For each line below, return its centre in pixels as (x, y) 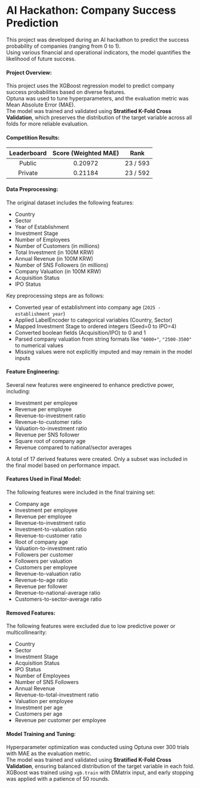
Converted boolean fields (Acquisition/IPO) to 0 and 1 (80, 332)
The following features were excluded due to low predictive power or (91, 626)
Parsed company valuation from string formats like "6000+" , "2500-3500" (103, 339)
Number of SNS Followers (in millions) (61, 265)
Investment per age (39, 708)
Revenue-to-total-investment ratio (57, 695)
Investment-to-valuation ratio (51, 529)
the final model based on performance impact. (63, 465)
